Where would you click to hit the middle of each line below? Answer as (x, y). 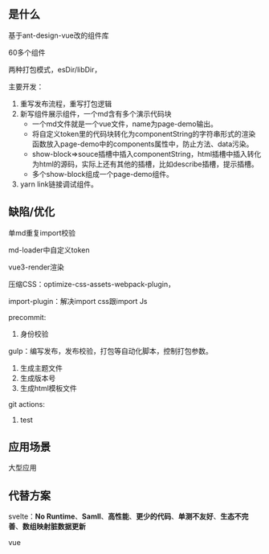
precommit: (27, 317)
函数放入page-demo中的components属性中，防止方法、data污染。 (143, 144)
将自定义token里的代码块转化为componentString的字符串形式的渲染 (144, 133)
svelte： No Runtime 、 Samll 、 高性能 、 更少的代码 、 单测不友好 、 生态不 (125, 516)
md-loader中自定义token (49, 250)
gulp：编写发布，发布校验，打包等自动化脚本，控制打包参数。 (110, 351)
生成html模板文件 (49, 388)
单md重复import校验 (42, 232)
